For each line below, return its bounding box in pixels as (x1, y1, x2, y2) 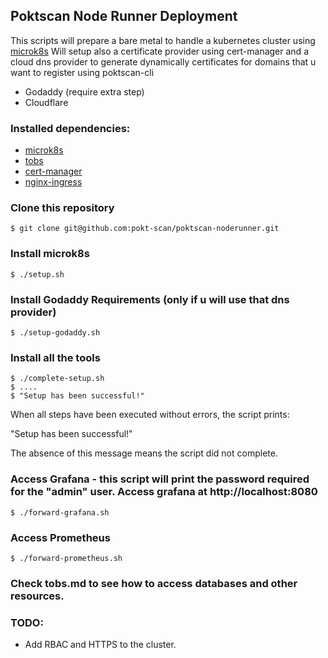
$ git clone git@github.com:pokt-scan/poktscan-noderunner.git (10, 224, 280, 234)
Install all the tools (10, 350, 101, 364)
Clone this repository (10, 201, 115, 215)
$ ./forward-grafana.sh (10, 507, 110, 518)
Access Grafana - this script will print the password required (10, 472, 310, 486)
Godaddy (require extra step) (24, 85, 145, 98)
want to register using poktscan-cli (10, 66, 155, 78)
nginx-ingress (24, 176, 83, 188)
